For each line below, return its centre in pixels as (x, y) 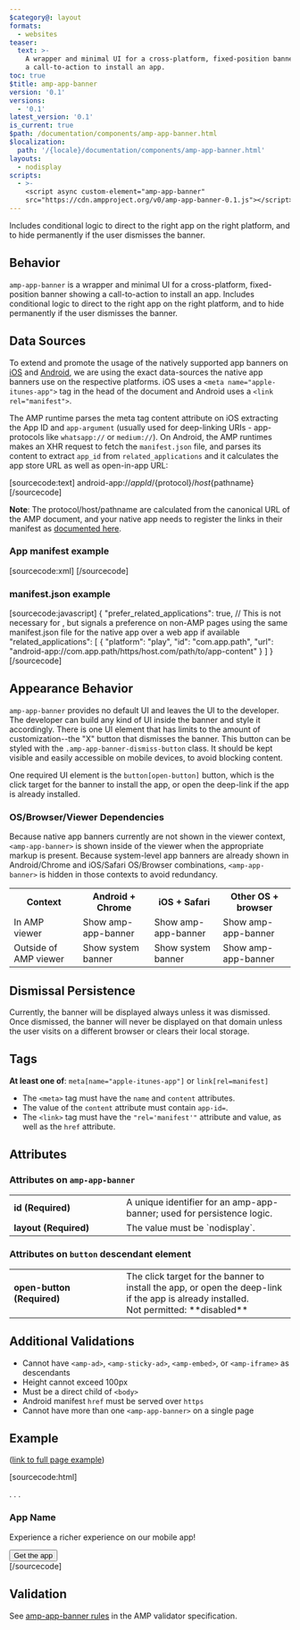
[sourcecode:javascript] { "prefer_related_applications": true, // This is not (145, 613)
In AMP (29, 922)
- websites (37, 34)
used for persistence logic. (217, 1213)
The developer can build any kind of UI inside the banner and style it (135, 719)
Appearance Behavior (71, 689)
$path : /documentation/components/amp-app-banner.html (113, 134)
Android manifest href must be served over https (113, 1401)
